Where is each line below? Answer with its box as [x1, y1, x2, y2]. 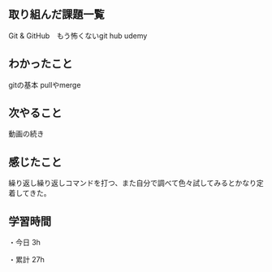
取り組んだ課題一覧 [8, 7, 105, 22]
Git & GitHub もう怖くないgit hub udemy [8, 31, 148, 41]
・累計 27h [8, 255, 45, 265]
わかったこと [8, 57, 73, 71]
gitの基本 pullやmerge [8, 80, 81, 89]
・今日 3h [8, 238, 41, 248]
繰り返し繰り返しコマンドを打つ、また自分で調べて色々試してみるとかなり [8, 178, 257, 188]
